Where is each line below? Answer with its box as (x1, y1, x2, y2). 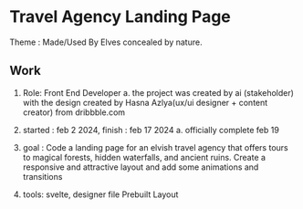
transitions (22, 171, 63, 182)
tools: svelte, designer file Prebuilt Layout (22, 189, 179, 200)
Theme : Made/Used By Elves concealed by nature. (9, 37, 203, 47)
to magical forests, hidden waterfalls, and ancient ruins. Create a (22, 152, 266, 162)
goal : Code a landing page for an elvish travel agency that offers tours (22, 141, 289, 152)
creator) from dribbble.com (22, 107, 126, 118)
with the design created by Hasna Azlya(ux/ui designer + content (22, 97, 268, 108)
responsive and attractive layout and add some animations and (22, 162, 259, 172)
